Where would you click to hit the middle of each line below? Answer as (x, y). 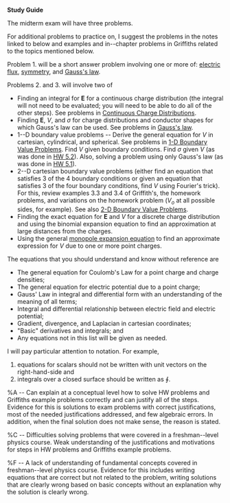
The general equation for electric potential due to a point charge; (108, 287)
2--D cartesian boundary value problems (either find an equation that (115, 171)
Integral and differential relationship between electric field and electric (116, 309)
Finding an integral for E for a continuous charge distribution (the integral (120, 98)
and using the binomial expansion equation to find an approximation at (116, 224)
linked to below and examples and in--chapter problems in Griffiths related (113, 44)
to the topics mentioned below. (51, 51)
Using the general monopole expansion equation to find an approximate (118, 238)
